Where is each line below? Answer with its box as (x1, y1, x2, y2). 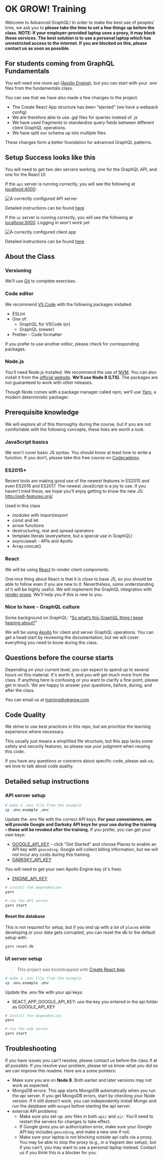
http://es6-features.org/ (5, 493, 53, 499)
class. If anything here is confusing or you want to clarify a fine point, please (5, 677, 159, 683)
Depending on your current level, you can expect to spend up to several (5, 667, 149, 672)
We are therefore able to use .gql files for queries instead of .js (12, 114, 138, 120)
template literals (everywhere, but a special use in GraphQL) (12, 533, 133, 539)
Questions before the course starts (5, 653, 114, 662)
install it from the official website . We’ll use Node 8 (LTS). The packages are (5, 374, 158, 380)
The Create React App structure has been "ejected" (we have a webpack (12, 104, 159, 110)
